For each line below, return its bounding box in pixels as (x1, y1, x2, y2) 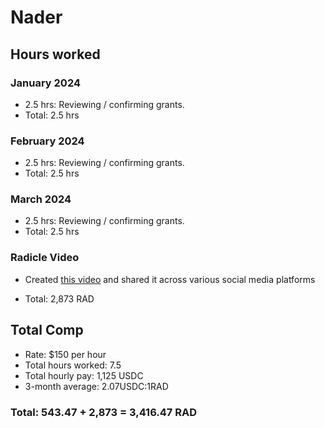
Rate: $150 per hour (24, 348, 107, 360)
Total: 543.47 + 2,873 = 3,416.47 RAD (10, 405, 197, 419)
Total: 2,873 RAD (24, 292, 95, 305)
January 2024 (10, 76, 82, 90)
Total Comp (10, 322, 84, 339)
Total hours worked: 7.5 (24, 359, 122, 371)
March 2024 (10, 192, 72, 206)
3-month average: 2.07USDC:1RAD (24, 380, 169, 392)
